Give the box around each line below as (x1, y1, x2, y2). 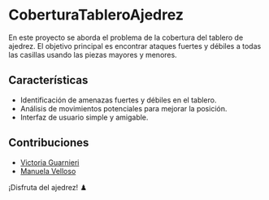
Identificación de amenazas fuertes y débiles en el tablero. (20, 95, 217, 105)
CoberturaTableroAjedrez (8, 6, 184, 24)
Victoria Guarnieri (20, 157, 80, 167)
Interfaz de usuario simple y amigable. (20, 112, 149, 122)
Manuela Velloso (20, 166, 76, 176)
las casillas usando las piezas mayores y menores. (8, 50, 177, 59)
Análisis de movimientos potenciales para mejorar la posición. (20, 103, 228, 113)
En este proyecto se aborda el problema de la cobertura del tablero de (8, 33, 244, 42)
